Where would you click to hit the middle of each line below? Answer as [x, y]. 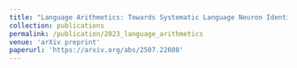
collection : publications [57, 26]
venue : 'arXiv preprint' [55, 42]
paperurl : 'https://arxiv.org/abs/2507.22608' [96, 50]
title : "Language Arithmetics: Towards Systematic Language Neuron [136, 17]
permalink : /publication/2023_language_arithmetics [106, 34]
